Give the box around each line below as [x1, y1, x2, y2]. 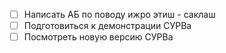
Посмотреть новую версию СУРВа [23, 31, 174, 43]
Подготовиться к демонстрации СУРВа [23, 20, 192, 32]
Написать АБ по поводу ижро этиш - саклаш [23, 9, 216, 20]
